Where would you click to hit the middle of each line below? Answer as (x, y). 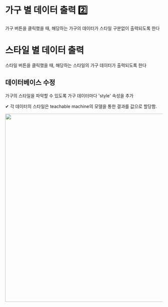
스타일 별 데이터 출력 (44, 50)
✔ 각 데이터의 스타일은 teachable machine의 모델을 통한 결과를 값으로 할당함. (81, 106)
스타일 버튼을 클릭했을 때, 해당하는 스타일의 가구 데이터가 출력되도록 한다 (76, 65)
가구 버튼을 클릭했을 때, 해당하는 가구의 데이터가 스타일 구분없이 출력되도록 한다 (82, 28)
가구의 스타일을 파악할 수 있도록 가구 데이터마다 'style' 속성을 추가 (69, 95)
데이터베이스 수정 (30, 83)
